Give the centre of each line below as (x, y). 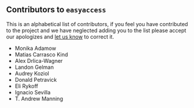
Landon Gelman (34, 67)
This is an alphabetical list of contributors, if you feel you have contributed (97, 24)
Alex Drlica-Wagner (39, 61)
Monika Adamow (35, 48)
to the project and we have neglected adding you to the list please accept (96, 30)
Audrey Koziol (32, 73)
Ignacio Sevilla (32, 92)
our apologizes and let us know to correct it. (60, 36)
